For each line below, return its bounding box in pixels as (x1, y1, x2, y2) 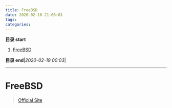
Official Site (17, 97, 42, 103)
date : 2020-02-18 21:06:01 (5, 12, 63, 17)
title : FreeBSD (5, 7, 38, 13)
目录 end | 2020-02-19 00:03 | (5, 57, 66, 63)
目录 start (5, 36, 26, 42)
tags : (5, 17, 17, 22)
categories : (5, 21, 31, 27)
